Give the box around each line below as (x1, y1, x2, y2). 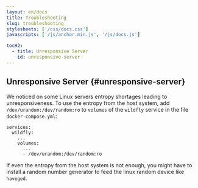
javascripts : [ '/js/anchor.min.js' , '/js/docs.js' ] (6, 32, 140, 38)
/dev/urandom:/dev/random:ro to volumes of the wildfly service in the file (6, 106, 189, 113)
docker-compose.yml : (6, 112, 57, 120)
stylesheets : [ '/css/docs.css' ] (6, 26, 88, 32)
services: (6, 124, 32, 130)
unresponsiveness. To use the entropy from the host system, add (6, 99, 170, 107)
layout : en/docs (6, 9, 48, 15)
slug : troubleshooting (6, 20, 64, 26)
